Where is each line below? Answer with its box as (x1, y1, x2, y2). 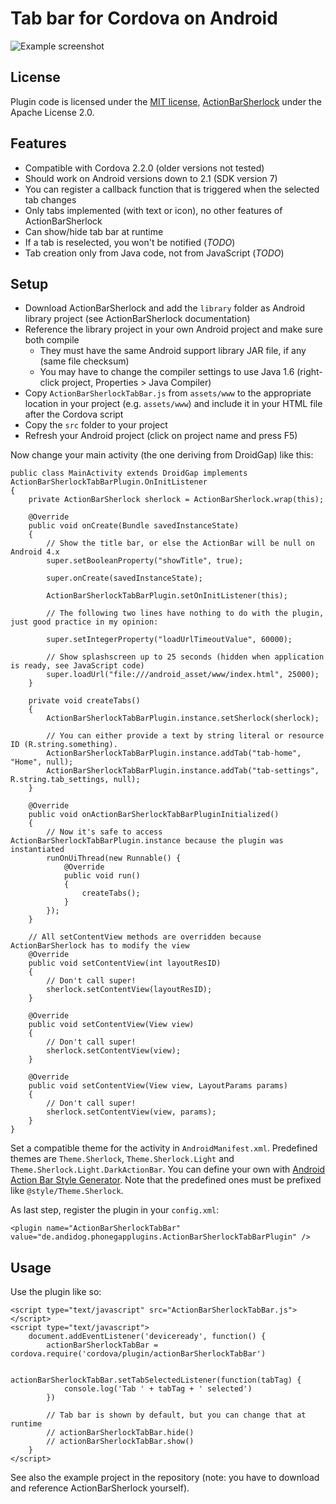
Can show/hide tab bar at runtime (24, 225, 164, 237)
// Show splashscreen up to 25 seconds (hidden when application (46, 652, 325, 662)
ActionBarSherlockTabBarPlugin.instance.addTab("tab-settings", (46, 766, 320, 776)
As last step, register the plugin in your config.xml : (10, 1204, 220, 1216)
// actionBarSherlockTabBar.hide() (46, 1428, 195, 1438)
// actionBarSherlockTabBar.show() (46, 1437, 195, 1447)
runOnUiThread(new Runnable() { (46, 853, 182, 864)
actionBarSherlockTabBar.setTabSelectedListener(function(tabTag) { (10, 1375, 302, 1386)
